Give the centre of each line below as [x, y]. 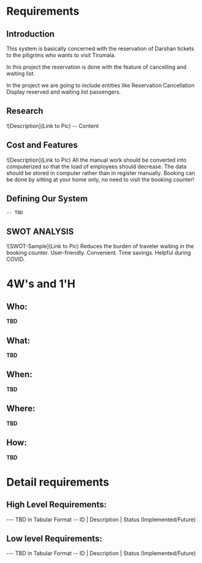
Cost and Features [42, 145]
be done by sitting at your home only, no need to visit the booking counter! [100, 179]
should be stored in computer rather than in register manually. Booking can [101, 173]
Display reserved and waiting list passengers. [64, 92]
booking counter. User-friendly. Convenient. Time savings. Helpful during [99, 253]
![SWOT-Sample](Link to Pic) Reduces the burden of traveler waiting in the [100, 246]
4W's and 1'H [41, 284]
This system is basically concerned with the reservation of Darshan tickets [100, 48]
